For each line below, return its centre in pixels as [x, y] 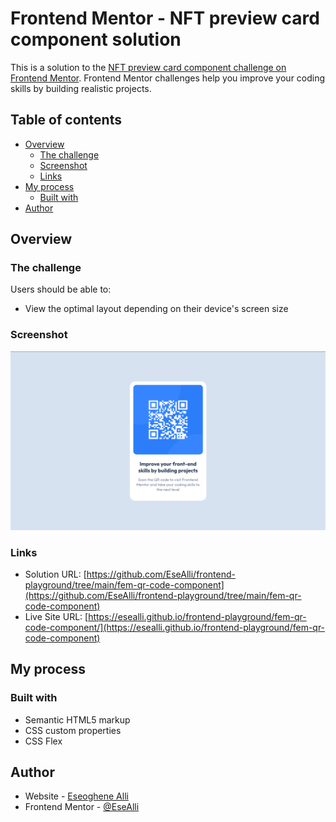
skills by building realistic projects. [81, 88]
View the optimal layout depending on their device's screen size [156, 309]
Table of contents [66, 120]
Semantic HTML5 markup [77, 719]
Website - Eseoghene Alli [76, 796]
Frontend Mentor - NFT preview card [165, 18]
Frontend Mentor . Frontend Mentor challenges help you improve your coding [168, 78]
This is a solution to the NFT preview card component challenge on [148, 67]
